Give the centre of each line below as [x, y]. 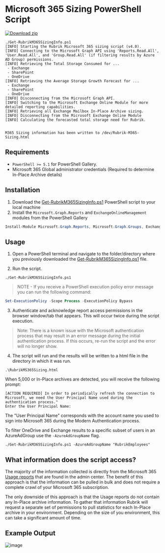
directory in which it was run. [41, 361]
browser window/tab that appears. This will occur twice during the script [86, 316]
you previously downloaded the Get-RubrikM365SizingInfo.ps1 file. [80, 259]
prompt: [13, 384]
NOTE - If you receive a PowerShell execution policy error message [85, 287]
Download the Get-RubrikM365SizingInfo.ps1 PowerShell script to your [84, 202]
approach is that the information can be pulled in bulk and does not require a [82, 482]
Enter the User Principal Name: [38, 407]
